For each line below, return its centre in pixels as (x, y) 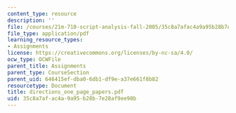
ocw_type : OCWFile (34, 60)
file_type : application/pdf (48, 33)
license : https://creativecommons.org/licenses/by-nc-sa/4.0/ (100, 53)
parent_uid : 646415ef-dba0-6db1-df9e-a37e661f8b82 (83, 79)
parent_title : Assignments (47, 66)
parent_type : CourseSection (48, 72)
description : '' (31, 20)
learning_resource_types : (45, 40)
